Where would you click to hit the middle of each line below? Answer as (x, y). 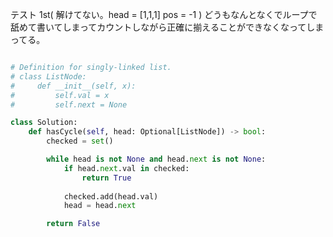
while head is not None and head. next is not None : (156, 159)
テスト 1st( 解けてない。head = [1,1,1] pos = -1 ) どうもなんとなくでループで (164, 14)
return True (106, 178)
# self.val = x (60, 95)
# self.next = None (69, 104)
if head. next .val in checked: (126, 168)
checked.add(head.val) (111, 196)
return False (73, 224)
